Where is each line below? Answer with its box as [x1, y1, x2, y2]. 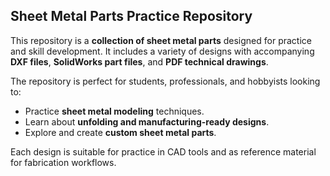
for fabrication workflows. [10, 156, 117, 168]
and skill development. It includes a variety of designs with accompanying [10, 45, 315, 57]
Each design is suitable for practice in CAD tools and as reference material [10, 145, 317, 158]
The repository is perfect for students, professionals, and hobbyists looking [10, 75, 321, 87]
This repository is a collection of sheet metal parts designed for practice [10, 34, 312, 46]
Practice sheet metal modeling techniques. [24, 105, 205, 117]
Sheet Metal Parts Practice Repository [10, 8, 253, 25]
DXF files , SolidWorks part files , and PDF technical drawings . [10, 55, 269, 68]
